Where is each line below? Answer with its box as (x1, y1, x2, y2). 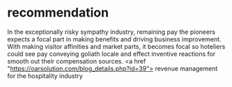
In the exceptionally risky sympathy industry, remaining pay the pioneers (7, 28, 216, 36)
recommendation (7, 5, 109, 21)
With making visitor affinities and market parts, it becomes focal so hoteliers (7, 42, 226, 50)
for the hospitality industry (7, 71, 84, 80)
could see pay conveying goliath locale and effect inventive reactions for (7, 50, 216, 58)
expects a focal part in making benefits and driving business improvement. (7, 35, 222, 43)
